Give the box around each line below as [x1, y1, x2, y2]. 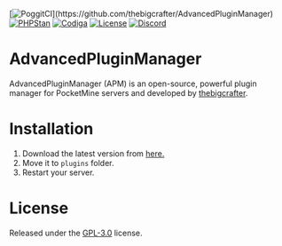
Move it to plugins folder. [21, 157, 114, 168]
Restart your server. [21, 167, 95, 178]
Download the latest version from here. [21, 147, 165, 159]
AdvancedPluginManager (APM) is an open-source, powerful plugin [9, 78, 257, 89]
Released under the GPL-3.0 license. [9, 227, 144, 238]
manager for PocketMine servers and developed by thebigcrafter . [9, 87, 248, 98]
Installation [9, 119, 94, 139]
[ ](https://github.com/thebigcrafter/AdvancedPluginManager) [9, 9, 273, 19]
